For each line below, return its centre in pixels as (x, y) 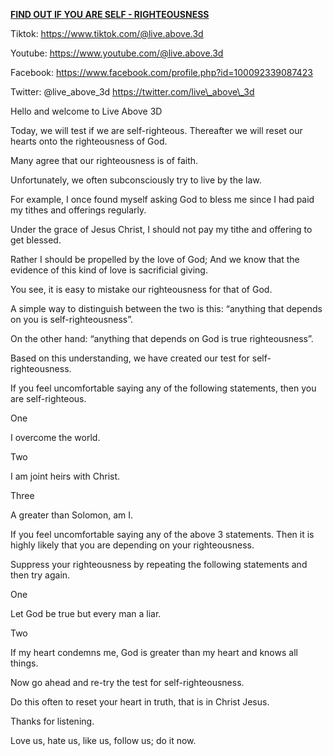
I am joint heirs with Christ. (65, 476)
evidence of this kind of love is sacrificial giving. (109, 270)
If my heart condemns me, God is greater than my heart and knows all (154, 652)
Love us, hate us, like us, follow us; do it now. (103, 740)
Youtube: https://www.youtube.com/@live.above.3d (117, 53)
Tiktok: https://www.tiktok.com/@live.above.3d (107, 33)
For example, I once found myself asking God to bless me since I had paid (162, 199)
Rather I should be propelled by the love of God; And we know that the (155, 259)
